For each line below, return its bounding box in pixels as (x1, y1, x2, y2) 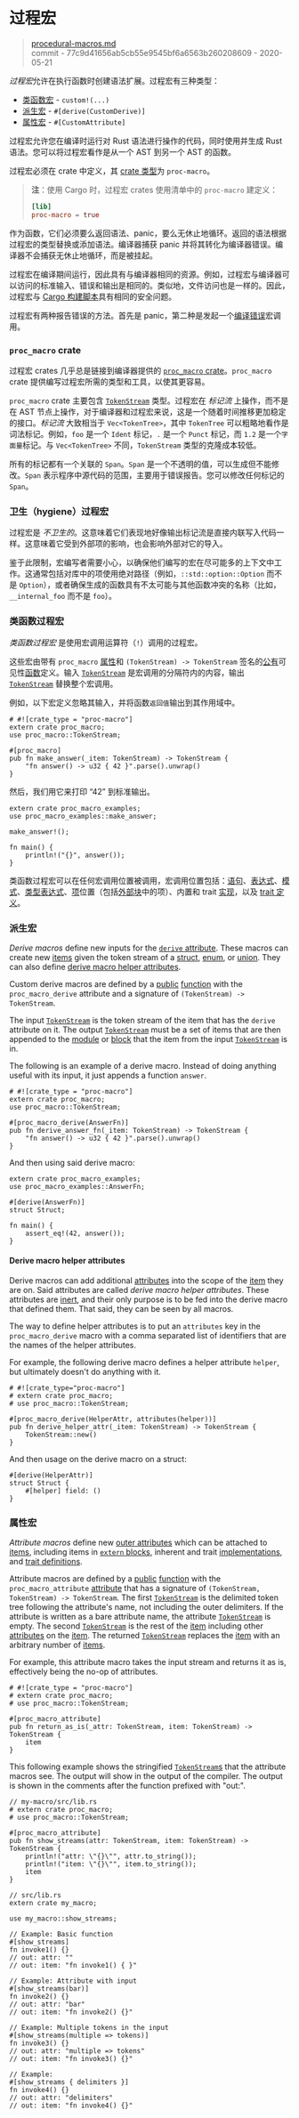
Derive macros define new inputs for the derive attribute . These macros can (9, 942, 289, 953)
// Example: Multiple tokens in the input (9, 2024, 169, 2033)
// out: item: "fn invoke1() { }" (9, 1961, 138, 1970)
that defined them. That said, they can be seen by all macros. (9, 1304, 234, 1314)
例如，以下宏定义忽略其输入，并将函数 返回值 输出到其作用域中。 (9, 697, 240, 707)
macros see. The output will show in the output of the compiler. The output (9, 1771, 283, 1782)
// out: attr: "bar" (9, 2000, 86, 2009)
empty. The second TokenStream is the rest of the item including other (9, 1621, 264, 1631)
